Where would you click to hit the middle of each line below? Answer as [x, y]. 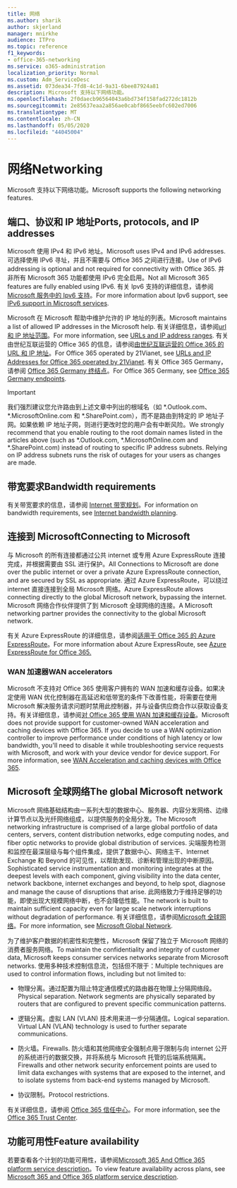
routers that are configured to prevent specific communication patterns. [122, 1004]
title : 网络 [24, 14]
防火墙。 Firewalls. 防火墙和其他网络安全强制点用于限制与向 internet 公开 [122, 1048]
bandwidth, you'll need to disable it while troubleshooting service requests [116, 745]
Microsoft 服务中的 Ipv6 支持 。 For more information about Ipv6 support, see [118, 295]
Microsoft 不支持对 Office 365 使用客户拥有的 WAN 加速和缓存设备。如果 [113, 688]
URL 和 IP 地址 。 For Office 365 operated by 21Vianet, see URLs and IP [109, 353]
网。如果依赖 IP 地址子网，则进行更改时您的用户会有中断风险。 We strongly [116, 425]
